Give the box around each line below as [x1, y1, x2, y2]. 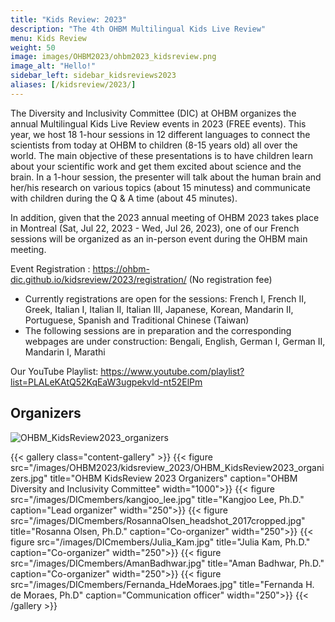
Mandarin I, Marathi [24, 346, 106, 358]
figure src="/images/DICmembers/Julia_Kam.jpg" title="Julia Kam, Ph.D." [10, 536, 311, 548]
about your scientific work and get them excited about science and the [10, 160, 302, 172]
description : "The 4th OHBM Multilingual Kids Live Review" [10, 24, 267, 34]
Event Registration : [10, 262, 91, 275]
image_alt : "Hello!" [10, 61, 97, 71]
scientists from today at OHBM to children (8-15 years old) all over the [10, 139, 298, 151]
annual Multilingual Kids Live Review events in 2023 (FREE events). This [10, 117, 307, 130]
